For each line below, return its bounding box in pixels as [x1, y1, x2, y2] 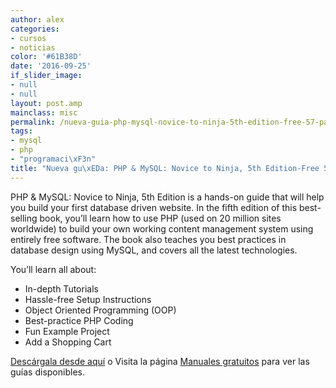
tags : [10, 126, 33, 136]
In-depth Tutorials [24, 282, 99, 295]
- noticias [10, 42, 56, 53]
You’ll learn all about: [10, 263, 97, 275]
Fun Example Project [24, 325, 110, 337]
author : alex [10, 14, 65, 25]
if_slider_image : [10, 71, 83, 81]
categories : [10, 24, 60, 34]
